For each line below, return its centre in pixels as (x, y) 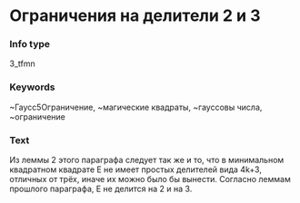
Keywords (32, 87)
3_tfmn (22, 63)
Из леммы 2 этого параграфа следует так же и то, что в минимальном (147, 160)
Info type (30, 44)
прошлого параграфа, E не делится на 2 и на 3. (101, 189)
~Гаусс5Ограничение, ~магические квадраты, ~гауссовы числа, (136, 107)
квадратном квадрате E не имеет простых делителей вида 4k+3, (135, 169)
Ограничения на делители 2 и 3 (135, 16)
